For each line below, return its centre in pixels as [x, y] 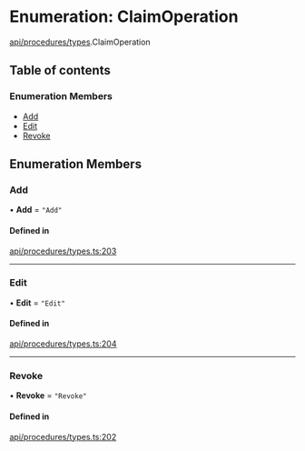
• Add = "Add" [36, 210]
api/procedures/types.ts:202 [63, 436]
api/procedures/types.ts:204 [63, 344]
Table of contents [60, 70]
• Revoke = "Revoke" [49, 396]
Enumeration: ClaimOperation [124, 17]
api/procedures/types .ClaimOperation [80, 42]
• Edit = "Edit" [38, 303]
